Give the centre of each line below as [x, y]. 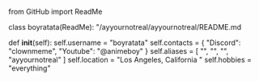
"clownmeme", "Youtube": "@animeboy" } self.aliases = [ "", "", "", [119, 51]
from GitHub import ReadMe [55, 12]
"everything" [30, 68]
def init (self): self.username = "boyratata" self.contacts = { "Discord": [125, 43]
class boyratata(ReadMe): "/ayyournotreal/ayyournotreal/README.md [125, 27]
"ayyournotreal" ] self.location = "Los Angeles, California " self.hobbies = [130, 60]
